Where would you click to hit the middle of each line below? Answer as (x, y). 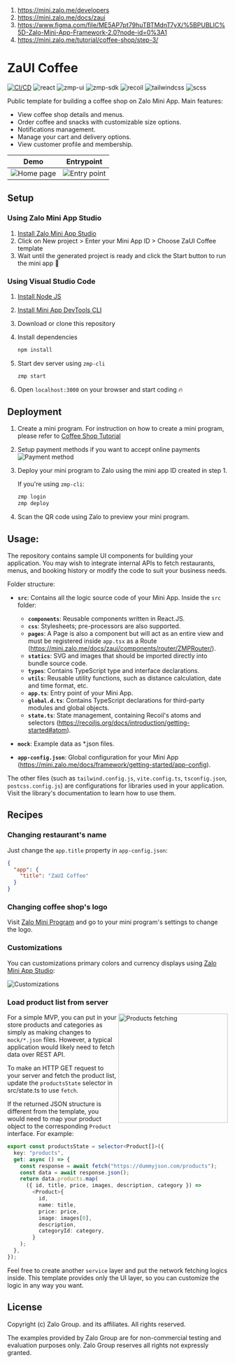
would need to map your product (55, 1119)
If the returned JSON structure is (54, 1104)
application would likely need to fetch (61, 1047)
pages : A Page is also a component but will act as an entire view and (126, 634)
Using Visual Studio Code (51, 281)
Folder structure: (31, 584)
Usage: (23, 539)
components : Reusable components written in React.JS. (106, 619)
